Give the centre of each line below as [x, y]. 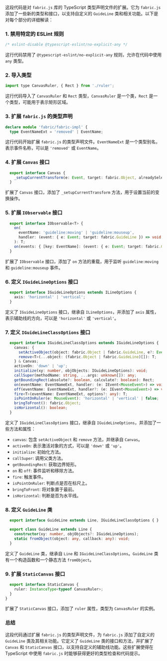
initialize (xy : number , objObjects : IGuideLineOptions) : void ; [81, 371]
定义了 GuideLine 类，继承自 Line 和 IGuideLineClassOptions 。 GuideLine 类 [82, 553]
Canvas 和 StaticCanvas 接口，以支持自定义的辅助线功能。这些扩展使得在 [79, 647]
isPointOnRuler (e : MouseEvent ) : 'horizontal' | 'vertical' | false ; [86, 399]
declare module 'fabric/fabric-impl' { [46, 127]
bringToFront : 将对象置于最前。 [44, 489]
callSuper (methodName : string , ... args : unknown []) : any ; [75, 376]
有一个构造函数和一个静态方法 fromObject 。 [50, 560]
